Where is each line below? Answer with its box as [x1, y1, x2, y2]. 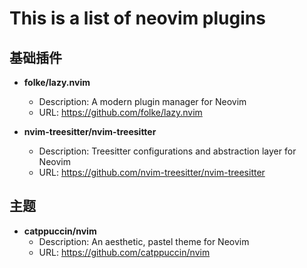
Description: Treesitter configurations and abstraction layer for [38, 145, 297, 157]
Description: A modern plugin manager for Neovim [38, 96, 247, 107]
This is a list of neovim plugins [9, 7, 266, 30]
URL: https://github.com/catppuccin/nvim [38, 246, 211, 258]
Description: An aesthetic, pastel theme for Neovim [38, 235, 250, 247]
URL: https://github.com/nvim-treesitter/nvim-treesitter [38, 167, 266, 178]
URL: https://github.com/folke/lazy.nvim [38, 107, 203, 118]
